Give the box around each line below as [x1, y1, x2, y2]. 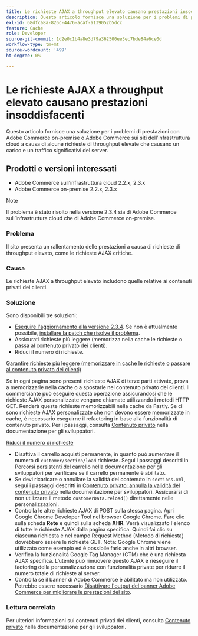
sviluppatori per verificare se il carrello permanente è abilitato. [14, 469, 166, 477]
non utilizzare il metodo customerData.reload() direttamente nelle [14, 494, 174, 502]
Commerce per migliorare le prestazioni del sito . [14, 589, 131, 596]
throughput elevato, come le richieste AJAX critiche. [6, 249, 133, 256]
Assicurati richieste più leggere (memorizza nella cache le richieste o [14, 336, 183, 343]
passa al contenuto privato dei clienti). [14, 342, 108, 349]
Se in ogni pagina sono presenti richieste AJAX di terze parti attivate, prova [6, 377, 189, 384]
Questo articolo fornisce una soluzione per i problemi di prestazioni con [6, 128, 180, 135]
